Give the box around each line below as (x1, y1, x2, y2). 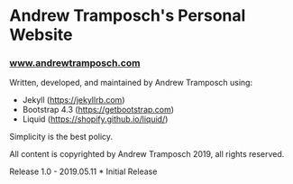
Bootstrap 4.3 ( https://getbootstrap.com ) (22, 105, 174, 115)
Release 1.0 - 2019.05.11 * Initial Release (9, 166, 158, 177)
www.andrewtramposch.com (9, 57, 141, 69)
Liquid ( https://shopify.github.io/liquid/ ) (22, 114, 169, 124)
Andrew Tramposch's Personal (9, 5, 246, 26)
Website (9, 24, 73, 45)
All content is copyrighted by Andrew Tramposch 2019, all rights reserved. (9, 149, 285, 160)
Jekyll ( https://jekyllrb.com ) (22, 95, 125, 106)
